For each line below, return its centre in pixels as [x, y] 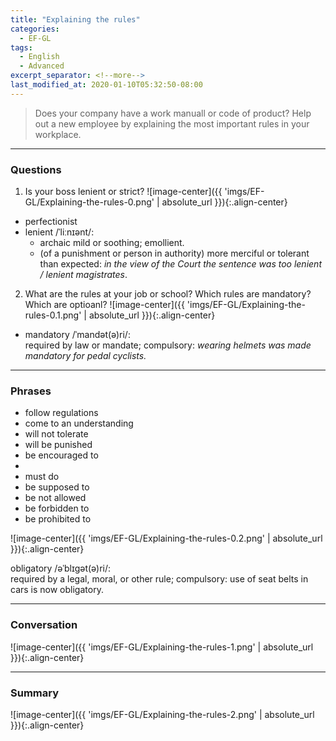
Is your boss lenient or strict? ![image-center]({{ [123, 192]
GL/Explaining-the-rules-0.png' [89, 202]
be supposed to [57, 487]
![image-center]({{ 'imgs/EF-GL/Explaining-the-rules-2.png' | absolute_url [162, 714]
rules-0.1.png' [53, 315]
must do [42, 477]
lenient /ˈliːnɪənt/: [59, 232]
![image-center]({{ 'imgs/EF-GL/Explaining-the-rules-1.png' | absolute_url [162, 647]
